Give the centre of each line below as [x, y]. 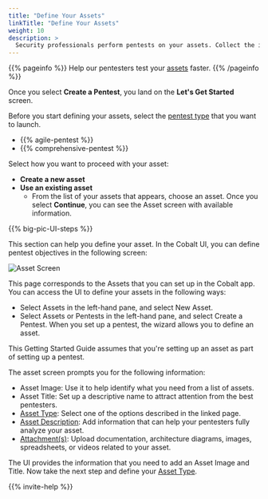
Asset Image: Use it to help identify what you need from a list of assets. [137, 388]
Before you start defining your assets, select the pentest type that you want [132, 116]
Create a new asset [52, 180]
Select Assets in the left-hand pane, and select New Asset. [116, 307]
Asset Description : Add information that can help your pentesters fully [134, 422]
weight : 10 [26, 30]
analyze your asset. [52, 430]
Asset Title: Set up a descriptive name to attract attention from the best [136, 397]
